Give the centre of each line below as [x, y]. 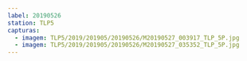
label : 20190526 [34, 15]
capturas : [24, 30]
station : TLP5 [31, 23]
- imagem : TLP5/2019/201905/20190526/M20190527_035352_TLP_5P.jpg [127, 45]
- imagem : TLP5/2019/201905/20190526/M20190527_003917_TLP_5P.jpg [127, 38]
